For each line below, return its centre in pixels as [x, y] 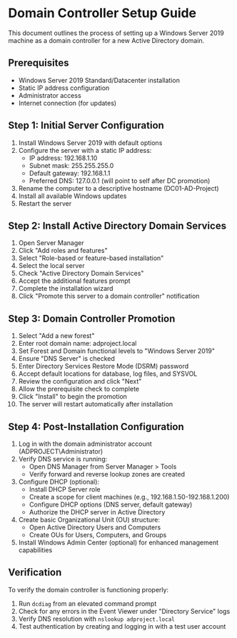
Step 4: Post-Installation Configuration [96, 427]
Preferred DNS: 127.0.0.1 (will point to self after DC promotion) [120, 181]
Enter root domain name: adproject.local [77, 344]
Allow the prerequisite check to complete [79, 389]
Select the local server [51, 266]
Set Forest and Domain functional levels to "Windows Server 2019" [116, 351]
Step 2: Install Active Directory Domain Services [117, 225]
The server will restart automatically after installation [96, 404]
